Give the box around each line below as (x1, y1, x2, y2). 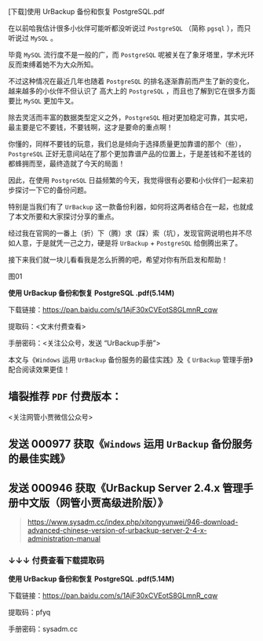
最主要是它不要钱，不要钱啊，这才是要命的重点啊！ (8, 122, 174, 132)
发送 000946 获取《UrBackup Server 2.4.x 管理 (8, 481, 243, 494)
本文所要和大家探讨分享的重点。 (14, 212, 119, 221)
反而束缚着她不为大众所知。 (8, 60, 98, 69)
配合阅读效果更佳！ (8, 365, 71, 374)
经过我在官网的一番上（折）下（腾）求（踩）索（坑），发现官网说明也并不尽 (8, 228, 253, 238)
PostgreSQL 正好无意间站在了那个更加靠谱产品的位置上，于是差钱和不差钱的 (8, 149, 252, 158)
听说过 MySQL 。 (8, 34, 57, 42)
